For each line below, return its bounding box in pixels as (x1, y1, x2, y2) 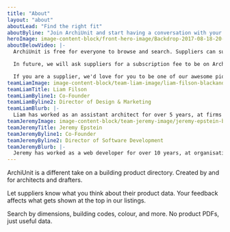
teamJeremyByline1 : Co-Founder (7, 130, 97, 137)
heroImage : (7, 36, 38, 43)
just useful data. (7, 217, 53, 225)
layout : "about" (7, 16, 53, 23)
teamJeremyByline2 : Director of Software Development (7, 137, 164, 144)
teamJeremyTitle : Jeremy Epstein (7, 124, 103, 131)
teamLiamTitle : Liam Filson (7, 86, 88, 93)
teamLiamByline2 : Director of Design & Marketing (7, 99, 152, 106)
